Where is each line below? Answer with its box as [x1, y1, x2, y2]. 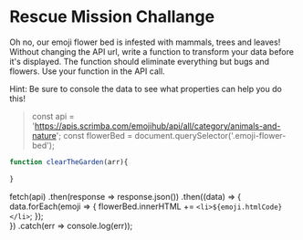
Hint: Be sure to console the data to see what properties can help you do [9, 83, 283, 94]
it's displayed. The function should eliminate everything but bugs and [9, 56, 270, 67]
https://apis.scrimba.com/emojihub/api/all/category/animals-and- [35, 120, 281, 131]
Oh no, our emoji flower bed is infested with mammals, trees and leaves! [9, 37, 281, 47]
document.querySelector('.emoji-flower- [134, 130, 287, 141]
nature [31, 130, 57, 141]
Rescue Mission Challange [9, 6, 215, 27]
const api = [31, 110, 75, 121]
